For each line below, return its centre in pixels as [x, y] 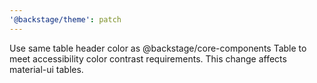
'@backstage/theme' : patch [65, 19]
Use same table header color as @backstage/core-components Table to [158, 48]
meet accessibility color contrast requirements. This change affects [148, 58]
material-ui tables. [46, 69]
